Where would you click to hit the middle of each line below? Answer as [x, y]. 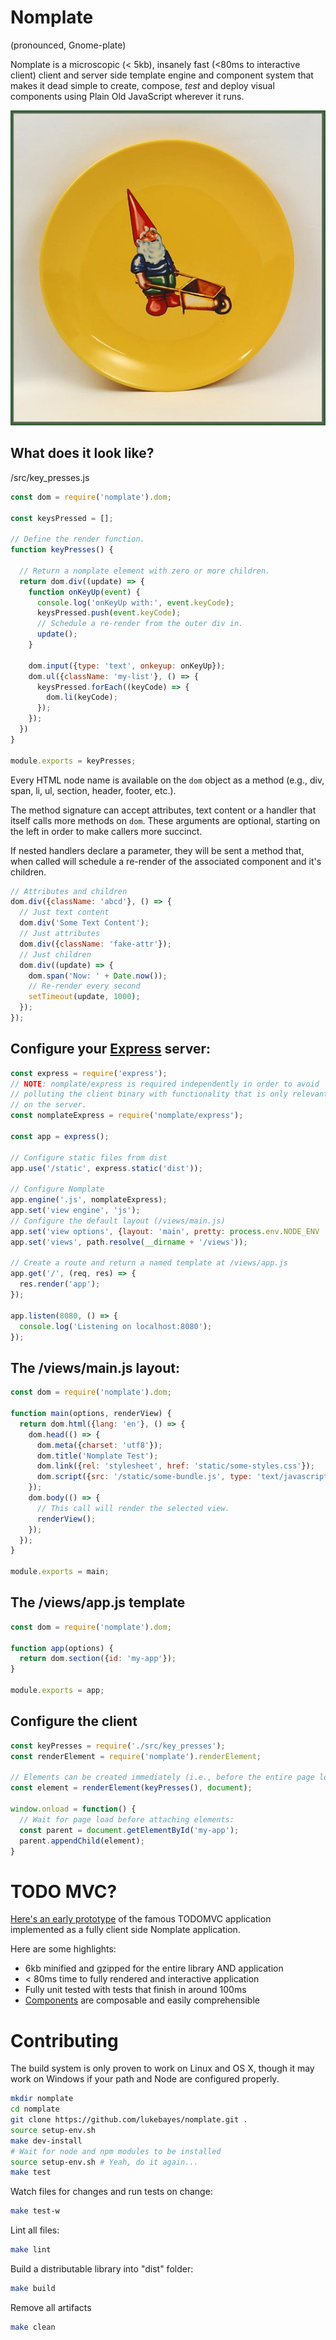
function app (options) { [62, 1648]
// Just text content [64, 912]
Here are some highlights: [63, 1949]
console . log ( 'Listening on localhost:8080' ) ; [116, 1326]
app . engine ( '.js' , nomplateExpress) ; [89, 1200]
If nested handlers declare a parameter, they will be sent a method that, [157, 850]
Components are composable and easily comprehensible [142, 2000]
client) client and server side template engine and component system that [162, 75]
